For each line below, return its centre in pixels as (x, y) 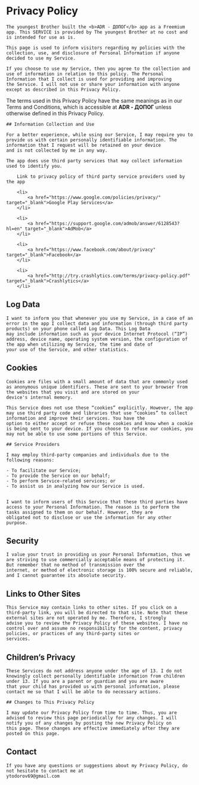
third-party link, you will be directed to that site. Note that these (97, 613)
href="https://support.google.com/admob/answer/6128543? (108, 223)
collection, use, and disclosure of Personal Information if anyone (93, 53)
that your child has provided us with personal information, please (93, 687)
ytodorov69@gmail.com (33, 776)
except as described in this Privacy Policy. (63, 90)
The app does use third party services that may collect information (94, 161)
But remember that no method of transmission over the (76, 565)
